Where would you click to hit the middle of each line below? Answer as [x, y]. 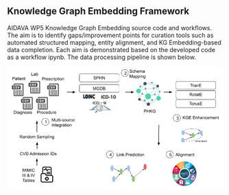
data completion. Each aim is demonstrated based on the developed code [111, 49]
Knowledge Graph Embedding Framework [98, 11]
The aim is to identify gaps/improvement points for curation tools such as [110, 35]
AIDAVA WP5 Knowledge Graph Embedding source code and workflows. [110, 27]
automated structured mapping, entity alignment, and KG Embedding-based [114, 42]
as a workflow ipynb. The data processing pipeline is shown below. [102, 57]
